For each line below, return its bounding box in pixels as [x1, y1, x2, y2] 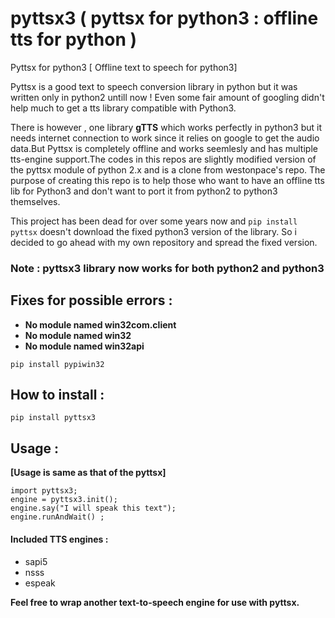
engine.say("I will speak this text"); [10, 503, 177, 514]
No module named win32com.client [24, 318, 177, 331]
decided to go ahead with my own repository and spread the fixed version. [10, 236, 318, 248]
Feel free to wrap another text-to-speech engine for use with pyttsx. [10, 596, 300, 608]
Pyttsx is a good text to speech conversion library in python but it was [10, 80, 298, 92]
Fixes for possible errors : [10, 292, 173, 309]
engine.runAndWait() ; [10, 512, 105, 522]
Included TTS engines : [10, 533, 109, 545]
